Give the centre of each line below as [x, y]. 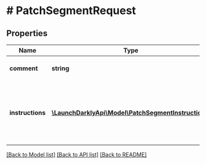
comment [24, 68]
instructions [28, 113]
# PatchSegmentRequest [71, 11]
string [60, 68]
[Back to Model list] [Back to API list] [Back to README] [77, 155]
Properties [27, 33]
